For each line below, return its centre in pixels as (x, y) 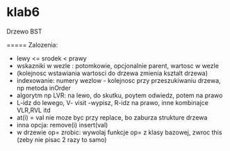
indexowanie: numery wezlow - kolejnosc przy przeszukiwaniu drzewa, (118, 80)
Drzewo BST (24, 31)
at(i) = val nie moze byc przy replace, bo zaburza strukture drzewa (112, 117)
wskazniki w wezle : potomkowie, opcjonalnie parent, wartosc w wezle (118, 65)
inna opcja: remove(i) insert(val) (62, 125)
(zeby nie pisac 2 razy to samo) (61, 139)
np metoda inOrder (43, 88)
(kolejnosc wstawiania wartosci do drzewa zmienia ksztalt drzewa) (112, 73)
